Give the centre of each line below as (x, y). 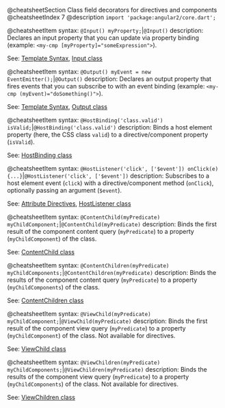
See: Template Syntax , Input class (55, 58)
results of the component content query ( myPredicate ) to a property (102, 280)
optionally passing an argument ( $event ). (64, 190)
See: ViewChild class (37, 349)
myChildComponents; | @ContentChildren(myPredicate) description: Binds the (112, 273)
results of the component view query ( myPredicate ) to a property (98, 377)
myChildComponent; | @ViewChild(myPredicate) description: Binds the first (107, 321)
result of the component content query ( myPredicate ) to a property (101, 231)
